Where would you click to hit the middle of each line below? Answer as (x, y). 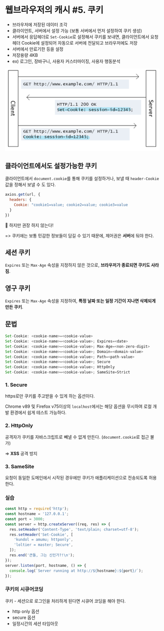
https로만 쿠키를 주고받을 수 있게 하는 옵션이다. (50, 396)
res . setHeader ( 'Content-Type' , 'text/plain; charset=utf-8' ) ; (74, 529)
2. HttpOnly (19, 425)
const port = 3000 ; (25, 519)
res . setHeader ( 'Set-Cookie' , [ (41, 535)
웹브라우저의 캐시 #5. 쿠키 (54, 10)
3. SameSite (20, 467)
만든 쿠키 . (14, 307)
